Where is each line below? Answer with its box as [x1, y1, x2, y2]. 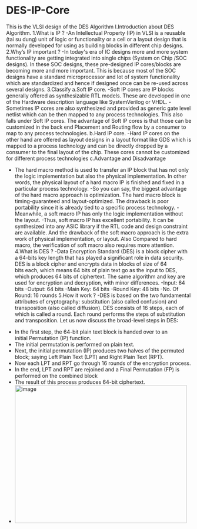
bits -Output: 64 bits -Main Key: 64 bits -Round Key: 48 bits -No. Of [14, 285, 179, 292]
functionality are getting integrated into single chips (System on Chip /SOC [6, 54, 187, 61]
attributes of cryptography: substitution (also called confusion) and [14, 298, 178, 305]
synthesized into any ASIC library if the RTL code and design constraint [14, 223, 188, 230]
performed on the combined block [14, 372, 98, 379]
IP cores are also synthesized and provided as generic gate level [34, 105, 191, 112]
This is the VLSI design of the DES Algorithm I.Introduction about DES [6, 23, 175, 30]
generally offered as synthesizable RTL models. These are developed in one [6, 92, 191, 99]
